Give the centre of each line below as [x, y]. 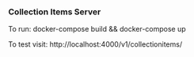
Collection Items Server [55, 12]
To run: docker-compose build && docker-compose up [97, 29]
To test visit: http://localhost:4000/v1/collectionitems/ [95, 44]
